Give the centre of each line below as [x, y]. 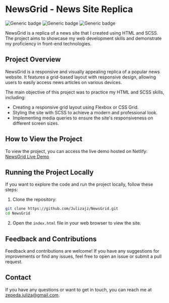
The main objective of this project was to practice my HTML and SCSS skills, [85, 92]
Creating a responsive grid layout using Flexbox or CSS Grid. [75, 107]
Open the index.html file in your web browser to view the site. [77, 223]
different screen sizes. [36, 123]
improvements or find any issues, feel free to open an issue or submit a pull [83, 256]
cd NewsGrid [18, 213]
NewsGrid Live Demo [27, 157]
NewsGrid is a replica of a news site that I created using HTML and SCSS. [82, 33]
